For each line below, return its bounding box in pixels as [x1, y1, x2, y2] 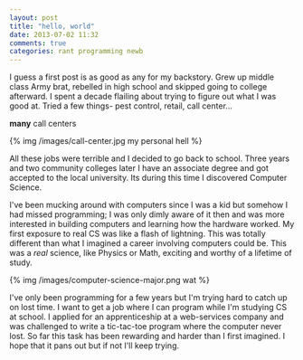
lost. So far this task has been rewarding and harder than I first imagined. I [9, 331, 286, 342]
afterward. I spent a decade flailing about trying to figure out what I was [9, 91, 277, 102]
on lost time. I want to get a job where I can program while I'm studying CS [9, 302, 288, 313]
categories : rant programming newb [9, 47, 144, 56]
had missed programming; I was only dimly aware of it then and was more [9, 209, 285, 220]
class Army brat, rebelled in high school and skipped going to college [9, 81, 268, 92]
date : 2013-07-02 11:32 [9, 30, 99, 39]
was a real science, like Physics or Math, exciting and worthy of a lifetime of [9, 248, 292, 259]
